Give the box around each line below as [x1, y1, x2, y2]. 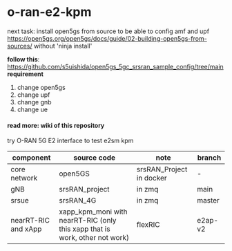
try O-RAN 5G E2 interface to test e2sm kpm [7, 136, 134, 145]
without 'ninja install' [33, 41, 93, 50]
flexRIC [136, 220, 160, 230]
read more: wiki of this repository [7, 121, 105, 129]
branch [197, 153, 222, 162]
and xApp [10, 224, 42, 234]
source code [73, 153, 116, 162]
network [10, 174, 38, 183]
